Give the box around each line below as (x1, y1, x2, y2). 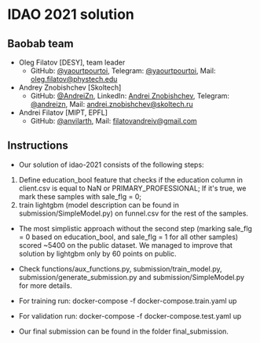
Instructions (7, 139, 68, 153)
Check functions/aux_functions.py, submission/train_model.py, (18, 264, 222, 273)
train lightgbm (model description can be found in (18, 200, 180, 209)
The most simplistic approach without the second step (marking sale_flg (18, 223, 253, 233)
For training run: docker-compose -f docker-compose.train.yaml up (18, 296, 237, 305)
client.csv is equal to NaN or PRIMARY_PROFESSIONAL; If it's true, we (18, 183, 247, 193)
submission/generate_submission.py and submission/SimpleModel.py (18, 272, 245, 282)
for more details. (18, 281, 72, 290)
